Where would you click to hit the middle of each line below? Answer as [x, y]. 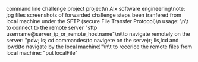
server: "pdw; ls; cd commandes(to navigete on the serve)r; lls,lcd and [92, 40]
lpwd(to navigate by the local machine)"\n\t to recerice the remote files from [99, 46]
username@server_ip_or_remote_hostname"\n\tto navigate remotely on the [98, 34]
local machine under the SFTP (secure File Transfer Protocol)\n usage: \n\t [97, 21]
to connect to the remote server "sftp [52, 27]
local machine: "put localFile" [42, 53]
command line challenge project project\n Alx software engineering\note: [96, 9]
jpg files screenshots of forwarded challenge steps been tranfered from [94, 15]
